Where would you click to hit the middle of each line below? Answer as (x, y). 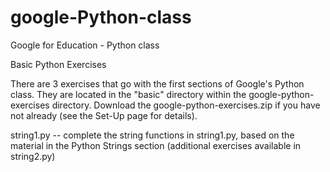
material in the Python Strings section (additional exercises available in (156, 145)
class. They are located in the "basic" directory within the (128, 94)
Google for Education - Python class (85, 45)
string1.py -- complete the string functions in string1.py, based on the (152, 135)
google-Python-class (101, 17)
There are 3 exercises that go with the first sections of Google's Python (157, 83)
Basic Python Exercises (58, 64)
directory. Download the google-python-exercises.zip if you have (186, 105)
